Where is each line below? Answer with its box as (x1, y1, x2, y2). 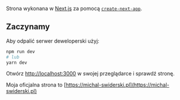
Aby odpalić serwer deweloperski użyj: (6, 37, 99, 44)
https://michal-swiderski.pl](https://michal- (65, 81, 169, 88)
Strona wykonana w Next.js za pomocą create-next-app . (6, 5, 143, 12)
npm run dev (6, 49, 35, 54)
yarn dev (6, 60, 27, 65)
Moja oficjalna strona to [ (6, 81, 66, 88)
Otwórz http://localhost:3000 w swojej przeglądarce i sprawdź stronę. (6, 70, 175, 77)
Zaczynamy (6, 22, 50, 32)
